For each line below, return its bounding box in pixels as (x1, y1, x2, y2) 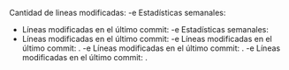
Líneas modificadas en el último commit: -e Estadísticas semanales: (21, 24, 270, 34)
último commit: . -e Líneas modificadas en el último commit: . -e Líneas (21, 43, 281, 53)
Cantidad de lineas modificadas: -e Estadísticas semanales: (9, 8, 226, 17)
